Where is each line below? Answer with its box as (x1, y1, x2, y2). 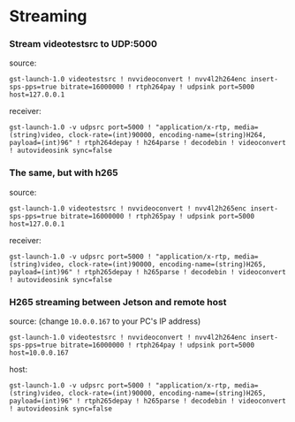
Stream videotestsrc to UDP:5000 (9, 38, 157, 50)
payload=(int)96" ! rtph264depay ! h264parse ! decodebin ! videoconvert (9, 139, 287, 148)
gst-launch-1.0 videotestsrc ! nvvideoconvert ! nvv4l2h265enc (9, 203, 247, 213)
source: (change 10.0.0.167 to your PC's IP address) (9, 316, 201, 326)
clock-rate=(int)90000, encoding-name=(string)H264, (68, 131, 267, 140)
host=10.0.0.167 (9, 349, 69, 357)
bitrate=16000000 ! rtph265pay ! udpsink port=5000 (60, 211, 254, 220)
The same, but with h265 (9, 166, 118, 179)
